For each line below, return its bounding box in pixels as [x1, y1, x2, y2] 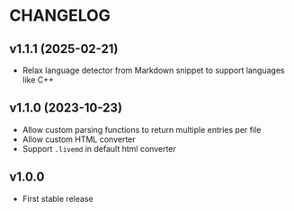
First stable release [22, 193, 94, 204]
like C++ [22, 75, 54, 85]
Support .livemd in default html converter [22, 143, 177, 154]
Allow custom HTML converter [22, 134, 137, 145]
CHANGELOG [9, 5, 111, 26]
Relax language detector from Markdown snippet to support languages [22, 65, 285, 75]
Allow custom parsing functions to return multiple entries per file [22, 124, 262, 135]
